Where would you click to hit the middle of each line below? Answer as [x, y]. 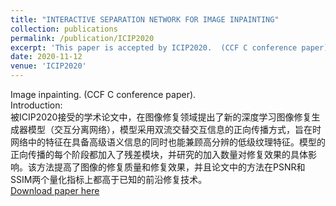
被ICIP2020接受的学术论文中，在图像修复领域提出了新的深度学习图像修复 [161, 117]
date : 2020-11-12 [46, 57]
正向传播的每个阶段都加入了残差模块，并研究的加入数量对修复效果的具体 [159, 154]
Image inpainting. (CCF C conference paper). [103, 94]
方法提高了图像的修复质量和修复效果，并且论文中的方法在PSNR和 [171, 167]
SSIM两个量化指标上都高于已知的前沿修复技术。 [109, 179]
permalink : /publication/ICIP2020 [82, 38]
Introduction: [36, 105]
